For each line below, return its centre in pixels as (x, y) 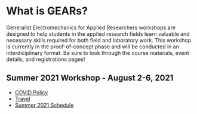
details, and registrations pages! (46, 59)
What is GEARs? (47, 11)
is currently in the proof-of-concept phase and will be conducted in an (93, 47)
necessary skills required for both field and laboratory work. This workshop (99, 40)
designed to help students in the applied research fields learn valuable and (98, 33)
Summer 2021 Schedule (44, 105)
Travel (23, 98)
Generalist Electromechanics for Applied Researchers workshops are (91, 27)
